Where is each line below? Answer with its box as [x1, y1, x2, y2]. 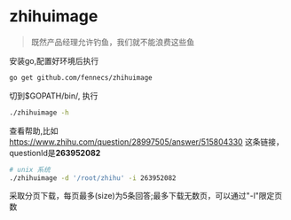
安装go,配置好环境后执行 [9, 55, 99, 66]
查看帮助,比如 [9, 125, 59, 136]
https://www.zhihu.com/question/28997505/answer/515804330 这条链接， [9, 136, 284, 147]
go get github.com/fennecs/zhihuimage [9, 73, 153, 82]
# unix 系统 [9, 165, 51, 174]
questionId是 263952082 [9, 147, 101, 158]
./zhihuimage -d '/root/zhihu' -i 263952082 [9, 173, 177, 183]
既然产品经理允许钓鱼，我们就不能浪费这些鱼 [30, 36, 195, 47]
